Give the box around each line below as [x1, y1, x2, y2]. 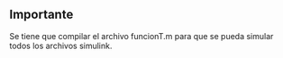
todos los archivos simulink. [9, 40, 113, 51]
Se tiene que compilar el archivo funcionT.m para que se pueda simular [9, 30, 274, 41]
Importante [9, 7, 74, 22]
